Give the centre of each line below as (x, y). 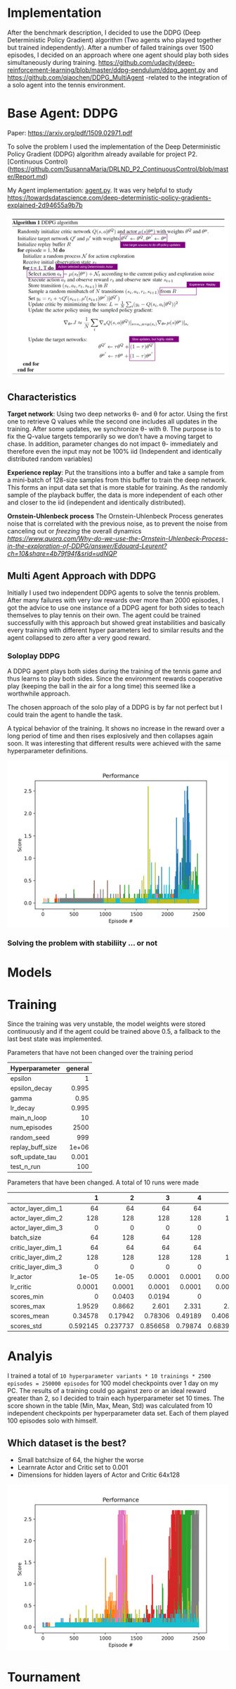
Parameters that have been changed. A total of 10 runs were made (103, 1182)
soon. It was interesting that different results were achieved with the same (114, 743)
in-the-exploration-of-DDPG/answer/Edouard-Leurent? (87, 546)
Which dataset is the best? (67, 1443)
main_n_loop (28, 1118)
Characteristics (42, 397)
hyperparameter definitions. (48, 751)
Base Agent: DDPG (63, 113)
